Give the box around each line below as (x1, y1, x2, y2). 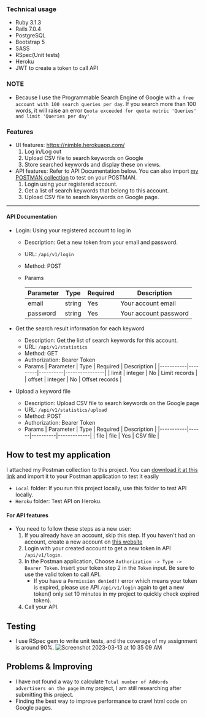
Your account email (120, 299, 176, 308)
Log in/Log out (24, 148, 62, 155)
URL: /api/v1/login (24, 251, 74, 258)
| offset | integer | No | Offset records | (24, 376, 122, 383)
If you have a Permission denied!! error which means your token (33, 577, 197, 585)
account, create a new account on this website (24, 538, 143, 545)
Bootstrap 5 (15, 39, 45, 46)
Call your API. (24, 603, 59, 611)
